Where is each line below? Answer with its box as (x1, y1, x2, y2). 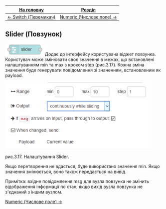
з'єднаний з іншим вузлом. (5, 189, 62, 195)
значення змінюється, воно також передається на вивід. (5, 168, 127, 175)
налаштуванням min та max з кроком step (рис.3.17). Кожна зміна (5, 62, 145, 68)
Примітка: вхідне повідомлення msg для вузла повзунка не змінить (5, 178, 150, 184)
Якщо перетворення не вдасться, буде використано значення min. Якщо (5, 163, 161, 169)
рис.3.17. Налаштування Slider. (5, 153, 69, 160)
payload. (5, 72, 23, 78)
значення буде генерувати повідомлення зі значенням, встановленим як (5, 67, 161, 73)
